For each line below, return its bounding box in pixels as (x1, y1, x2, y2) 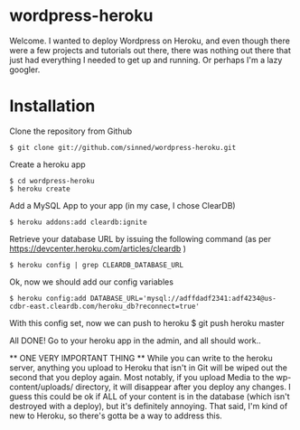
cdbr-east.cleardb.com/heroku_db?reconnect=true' (9, 302, 201, 311)
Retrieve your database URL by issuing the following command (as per (9, 233, 271, 244)
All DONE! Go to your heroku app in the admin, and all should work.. (9, 335, 262, 346)
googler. (9, 64, 41, 75)
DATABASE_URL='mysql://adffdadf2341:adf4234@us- (89, 294, 277, 303)
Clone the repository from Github (9, 126, 133, 136)
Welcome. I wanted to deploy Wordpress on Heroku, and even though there (9, 35, 291, 46)
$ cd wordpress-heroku (9, 176, 95, 185)
